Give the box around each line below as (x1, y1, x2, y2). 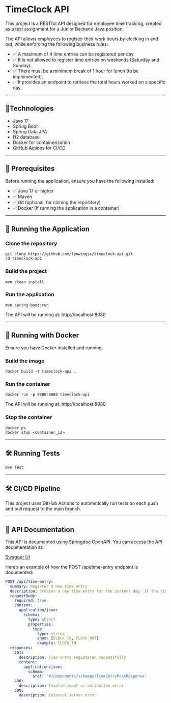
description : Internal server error (18, 692, 97, 698)
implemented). (12, 73, 43, 79)
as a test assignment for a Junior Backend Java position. (5, 25, 124, 32)
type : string (37, 631, 65, 636)
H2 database (12, 134, 40, 140)
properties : (27, 622, 53, 627)
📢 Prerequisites (5, 164, 55, 173)
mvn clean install (5, 279, 44, 285)
